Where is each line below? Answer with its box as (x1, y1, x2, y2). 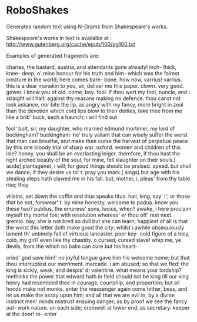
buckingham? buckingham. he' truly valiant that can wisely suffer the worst (6, 131, 188, 138)
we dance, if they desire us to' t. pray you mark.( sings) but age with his (6, 168, 180, 175)
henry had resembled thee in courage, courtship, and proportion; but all (6, 279, 180, 286)
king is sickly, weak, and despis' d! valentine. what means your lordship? (6, 266, 182, 274)
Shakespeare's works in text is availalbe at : (6, 34, 112, 41)
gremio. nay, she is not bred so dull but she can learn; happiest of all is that (6, 217, 188, 224)
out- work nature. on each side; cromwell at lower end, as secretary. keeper (6, 304, 190, 311)
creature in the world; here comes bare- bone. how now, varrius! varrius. (6, 76, 182, 83)
